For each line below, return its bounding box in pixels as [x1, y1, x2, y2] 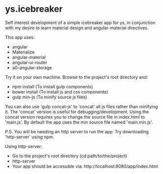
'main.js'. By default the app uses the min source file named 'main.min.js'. [5, 119, 153, 125]
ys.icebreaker [5, 3, 63, 15]
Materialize [12, 49, 35, 55]
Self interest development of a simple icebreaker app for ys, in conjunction [5, 20, 156, 25]
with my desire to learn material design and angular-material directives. [5, 25, 149, 30]
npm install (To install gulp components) [12, 83, 93, 89]
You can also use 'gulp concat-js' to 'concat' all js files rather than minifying [5, 103, 158, 109]
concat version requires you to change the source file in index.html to [5, 114, 145, 120]
